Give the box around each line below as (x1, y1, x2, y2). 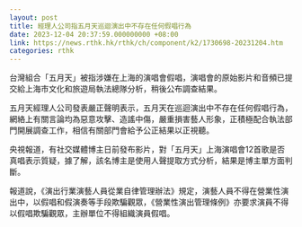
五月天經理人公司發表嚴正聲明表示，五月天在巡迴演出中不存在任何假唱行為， (9, 102, 293, 113)
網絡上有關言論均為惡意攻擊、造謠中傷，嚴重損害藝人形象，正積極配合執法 (9, 114, 285, 125)
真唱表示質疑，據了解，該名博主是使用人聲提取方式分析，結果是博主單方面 (9, 155, 285, 166)
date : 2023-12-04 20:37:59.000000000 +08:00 (9, 30, 179, 39)
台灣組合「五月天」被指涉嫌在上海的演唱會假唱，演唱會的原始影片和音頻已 (9, 73, 285, 83)
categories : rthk (9, 47, 75, 56)
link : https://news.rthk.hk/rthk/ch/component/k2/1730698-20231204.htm (9, 38, 283, 48)
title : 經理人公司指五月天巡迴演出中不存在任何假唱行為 (9, 22, 191, 31)
